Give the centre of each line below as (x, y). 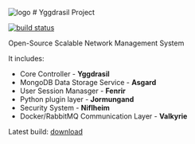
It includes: (26, 58)
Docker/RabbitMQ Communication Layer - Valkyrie (103, 116)
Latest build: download (46, 132)
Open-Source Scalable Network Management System (96, 43)
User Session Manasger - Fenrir (72, 91)
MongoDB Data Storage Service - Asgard (88, 82)
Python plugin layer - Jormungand (77, 99)
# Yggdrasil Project (64, 12)
